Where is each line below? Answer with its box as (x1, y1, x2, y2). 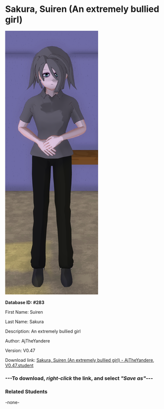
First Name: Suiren (5, 309, 43, 315)
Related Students (5, 388, 48, 395)
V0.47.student (5, 362, 34, 368)
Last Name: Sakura (5, 319, 44, 325)
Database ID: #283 (5, 299, 45, 305)
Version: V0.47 (5, 347, 36, 353)
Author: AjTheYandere (5, 338, 51, 343)
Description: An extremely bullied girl (5, 328, 81, 334)
